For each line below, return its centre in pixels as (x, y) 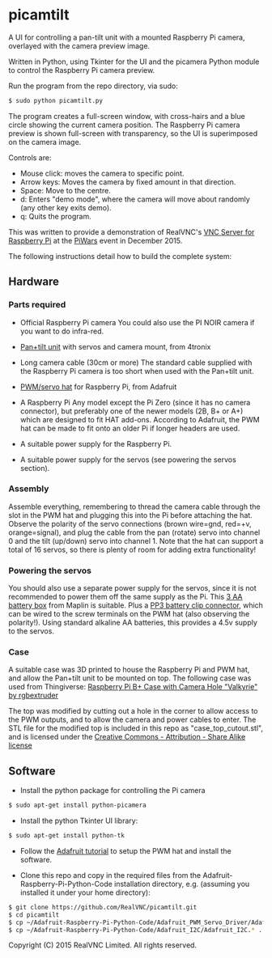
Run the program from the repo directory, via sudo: (93, 86)
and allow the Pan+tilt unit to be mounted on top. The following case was (130, 678)
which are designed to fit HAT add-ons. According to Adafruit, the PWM (140, 419)
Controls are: (30, 157)
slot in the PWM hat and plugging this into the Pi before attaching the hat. (130, 515)
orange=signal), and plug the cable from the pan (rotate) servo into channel (134, 532)
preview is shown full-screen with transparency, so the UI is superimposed (133, 133)
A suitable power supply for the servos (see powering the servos (128, 460)
